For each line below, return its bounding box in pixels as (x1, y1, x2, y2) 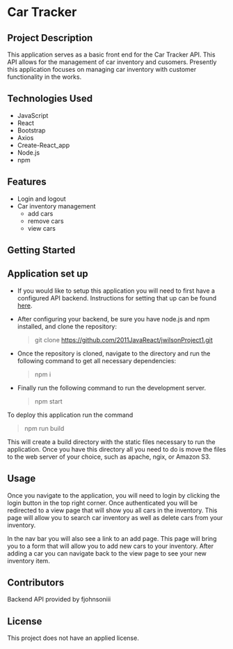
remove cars (27, 217, 64, 225)
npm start (34, 397, 63, 405)
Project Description (7, 32, 93, 44)
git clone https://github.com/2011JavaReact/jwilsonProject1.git (34, 335, 214, 344)
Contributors (7, 577, 65, 589)
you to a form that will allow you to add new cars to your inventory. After (7, 542, 214, 550)
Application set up (7, 268, 88, 280)
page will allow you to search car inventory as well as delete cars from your (7, 513, 223, 521)
